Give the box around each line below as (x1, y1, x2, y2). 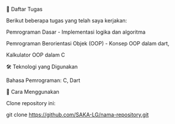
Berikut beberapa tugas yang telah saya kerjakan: (6, 17, 128, 24)
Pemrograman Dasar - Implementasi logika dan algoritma (6, 28, 146, 35)
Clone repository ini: (6, 100, 56, 106)
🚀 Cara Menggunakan (6, 89, 59, 95)
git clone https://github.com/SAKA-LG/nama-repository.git (6, 111, 149, 118)
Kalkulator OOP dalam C (6, 51, 65, 58)
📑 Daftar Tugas (6, 6, 43, 12)
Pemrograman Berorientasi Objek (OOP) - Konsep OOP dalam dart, (6, 40, 170, 47)
